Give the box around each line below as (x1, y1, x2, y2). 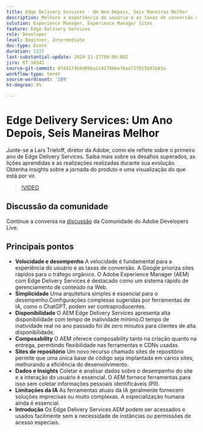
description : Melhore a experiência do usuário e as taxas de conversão (6, 15, 193, 21)
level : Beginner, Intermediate (6, 37, 85, 43)
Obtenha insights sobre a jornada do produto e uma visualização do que (6, 165, 186, 173)
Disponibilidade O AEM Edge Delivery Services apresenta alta (14, 309, 171, 316)
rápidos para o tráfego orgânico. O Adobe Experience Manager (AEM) (14, 270, 190, 277)
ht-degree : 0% (6, 82, 42, 88)
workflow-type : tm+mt (6, 71, 61, 77)
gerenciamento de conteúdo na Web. (14, 283, 108, 291)
